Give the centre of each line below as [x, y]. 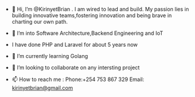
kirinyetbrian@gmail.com [42, 88]
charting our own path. [40, 22]
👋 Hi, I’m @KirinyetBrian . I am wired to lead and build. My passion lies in [100, 9]
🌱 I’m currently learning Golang [50, 56]
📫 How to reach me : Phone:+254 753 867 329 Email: [78, 79]
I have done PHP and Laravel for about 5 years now [75, 45]
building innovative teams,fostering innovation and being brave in [92, 15]
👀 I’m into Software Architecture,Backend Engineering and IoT [87, 33]
